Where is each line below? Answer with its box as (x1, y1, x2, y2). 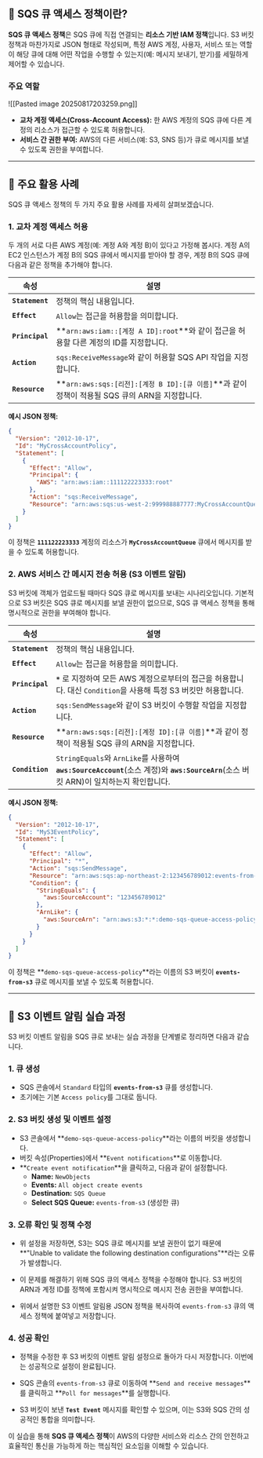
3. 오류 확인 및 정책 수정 (8, 1219, 92, 1230)
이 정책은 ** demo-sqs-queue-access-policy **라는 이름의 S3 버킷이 (8, 967, 214, 977)
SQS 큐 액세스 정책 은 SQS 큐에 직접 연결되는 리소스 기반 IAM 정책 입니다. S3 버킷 (8, 30, 254, 39)
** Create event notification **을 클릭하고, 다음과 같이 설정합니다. (19, 1163, 228, 1172)
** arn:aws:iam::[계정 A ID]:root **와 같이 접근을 (56, 325, 236, 336)
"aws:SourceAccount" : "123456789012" (42, 893, 167, 901)
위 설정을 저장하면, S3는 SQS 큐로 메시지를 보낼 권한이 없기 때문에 (19, 1238, 222, 1248)
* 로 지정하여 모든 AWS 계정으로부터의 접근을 (56, 673, 214, 684)
